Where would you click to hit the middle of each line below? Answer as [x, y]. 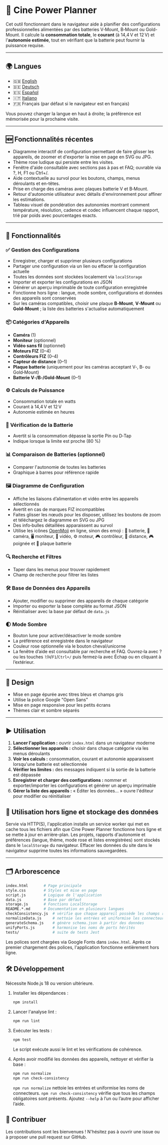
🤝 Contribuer [26, 1120]
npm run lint [26, 1021]
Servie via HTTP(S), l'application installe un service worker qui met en [78, 824]
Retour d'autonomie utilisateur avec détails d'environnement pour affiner [87, 194]
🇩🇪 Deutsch [26, 87]
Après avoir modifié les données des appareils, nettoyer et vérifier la [83, 1059]
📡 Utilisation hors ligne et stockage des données [82, 812]
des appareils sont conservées [44, 298]
